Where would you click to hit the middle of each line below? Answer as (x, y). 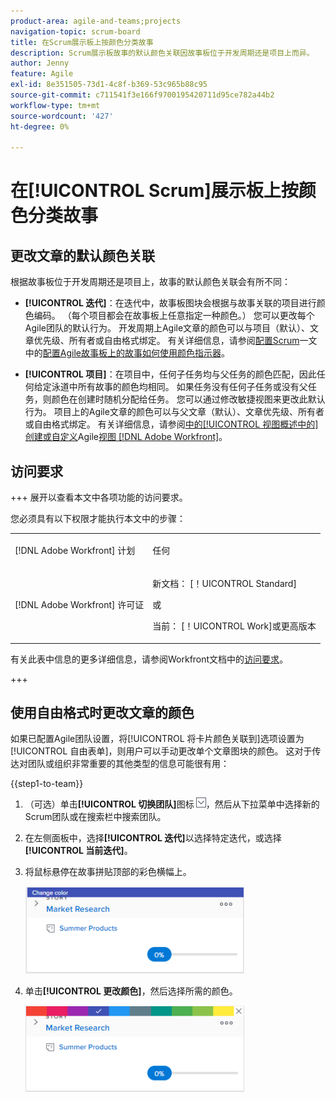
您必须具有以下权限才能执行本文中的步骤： (98, 519)
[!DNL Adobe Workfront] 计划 (75, 550)
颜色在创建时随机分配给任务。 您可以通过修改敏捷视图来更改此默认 (188, 399)
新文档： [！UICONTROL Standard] (224, 584)
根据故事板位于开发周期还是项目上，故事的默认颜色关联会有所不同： (150, 282)
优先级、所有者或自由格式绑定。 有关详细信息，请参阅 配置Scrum (166, 341)
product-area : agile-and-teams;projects (96, 21)
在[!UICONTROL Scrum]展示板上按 (154, 191)
